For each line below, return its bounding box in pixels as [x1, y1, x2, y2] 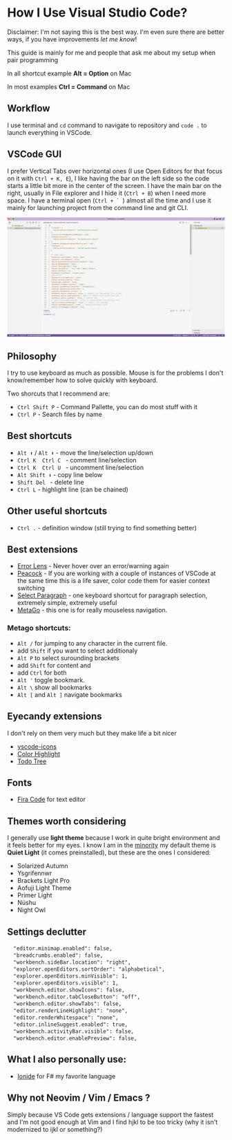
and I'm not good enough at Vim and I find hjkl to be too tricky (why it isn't [7, 1118, 218, 1126]
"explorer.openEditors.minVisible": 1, [13, 973, 128, 980]
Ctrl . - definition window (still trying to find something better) [17, 523, 197, 532]
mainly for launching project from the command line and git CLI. [7, 203, 188, 212]
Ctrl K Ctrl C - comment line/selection [17, 456, 137, 464]
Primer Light [17, 891, 52, 899]
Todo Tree [17, 757, 47, 765]
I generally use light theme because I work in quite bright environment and [7, 834, 220, 842]
